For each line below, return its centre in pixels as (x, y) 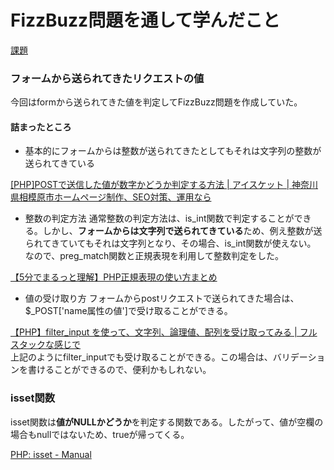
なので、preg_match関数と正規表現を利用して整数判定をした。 (154, 256)
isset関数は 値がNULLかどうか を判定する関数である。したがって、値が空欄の (167, 422)
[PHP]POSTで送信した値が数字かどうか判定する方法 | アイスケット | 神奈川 (164, 185)
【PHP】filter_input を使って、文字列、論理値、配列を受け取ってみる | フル (164, 332)
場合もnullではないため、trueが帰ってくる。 (100, 434)
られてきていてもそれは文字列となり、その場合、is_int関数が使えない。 (170, 243)
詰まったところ (41, 127)
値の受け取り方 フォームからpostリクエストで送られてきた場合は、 (162, 298)
